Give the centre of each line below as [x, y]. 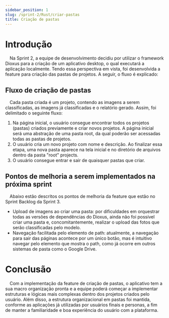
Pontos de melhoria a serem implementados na [80, 176]
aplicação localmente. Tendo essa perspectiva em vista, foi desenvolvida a [83, 69]
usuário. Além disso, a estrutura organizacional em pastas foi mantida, [78, 299]
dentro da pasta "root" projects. [46, 155]
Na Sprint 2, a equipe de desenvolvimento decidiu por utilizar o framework [87, 58]
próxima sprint [29, 184]
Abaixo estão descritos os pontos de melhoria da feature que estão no [82, 196]
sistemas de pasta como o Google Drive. [55, 249]
